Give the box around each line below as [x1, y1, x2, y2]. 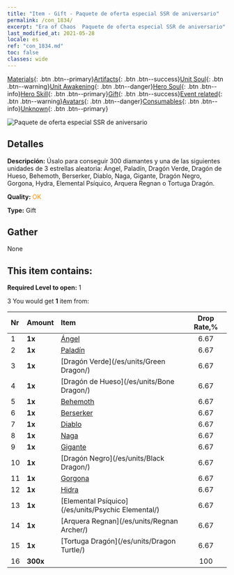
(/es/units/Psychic [60, 505, 120, 515]
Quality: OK [7, 193, 42, 201]
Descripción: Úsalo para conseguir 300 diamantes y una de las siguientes [7, 156, 221, 165]
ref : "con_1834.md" [7, 43, 64, 50]
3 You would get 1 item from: [7, 297, 89, 306]
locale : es [7, 36, 39, 43]
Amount [26, 318, 54, 328]
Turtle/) [60, 545, 86, 555]
